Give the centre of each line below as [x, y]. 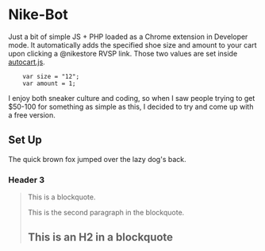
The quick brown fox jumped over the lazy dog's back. [97, 159]
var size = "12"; [51, 76]
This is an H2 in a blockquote [100, 237]
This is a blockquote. [61, 197]
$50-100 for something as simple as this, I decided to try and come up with [131, 106]
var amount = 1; [50, 83]
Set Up [25, 140]
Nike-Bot [38, 15]
